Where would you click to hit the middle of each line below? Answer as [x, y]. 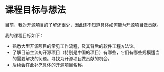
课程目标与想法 [36, 10]
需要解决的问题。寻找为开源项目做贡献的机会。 [64, 58]
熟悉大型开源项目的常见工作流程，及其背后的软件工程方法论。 [75, 46]
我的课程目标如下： [25, 35]
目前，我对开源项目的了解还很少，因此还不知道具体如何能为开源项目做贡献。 [83, 25]
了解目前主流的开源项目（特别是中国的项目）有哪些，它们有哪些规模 [82, 52]
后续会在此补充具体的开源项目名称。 [49, 65]
